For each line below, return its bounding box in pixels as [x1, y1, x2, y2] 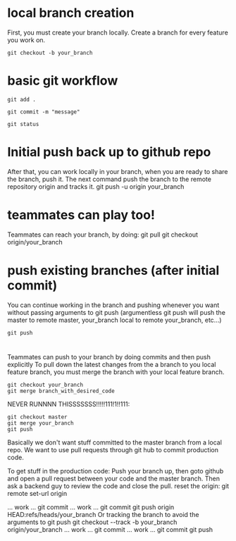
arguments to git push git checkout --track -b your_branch [7, 518, 178, 526]
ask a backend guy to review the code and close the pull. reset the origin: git [7, 481, 230, 490]
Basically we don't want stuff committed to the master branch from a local [7, 438, 222, 447]
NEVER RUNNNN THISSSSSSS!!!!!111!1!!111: [7, 399, 130, 408]
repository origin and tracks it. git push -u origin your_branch [7, 182, 185, 191]
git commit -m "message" [7, 108, 80, 116]
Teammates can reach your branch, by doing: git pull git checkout [7, 230, 199, 239]
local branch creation [7, 5, 135, 21]
